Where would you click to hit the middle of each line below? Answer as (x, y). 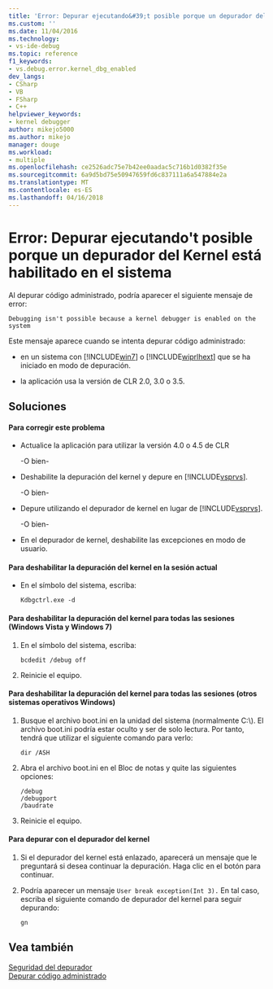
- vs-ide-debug (34, 46)
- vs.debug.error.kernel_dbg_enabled (72, 69)
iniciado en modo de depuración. (76, 365)
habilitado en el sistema (90, 272)
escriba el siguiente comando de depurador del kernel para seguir (131, 899)
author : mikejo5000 (41, 129)
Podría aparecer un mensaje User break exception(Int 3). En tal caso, (140, 890)
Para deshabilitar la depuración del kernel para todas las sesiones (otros (133, 694)
